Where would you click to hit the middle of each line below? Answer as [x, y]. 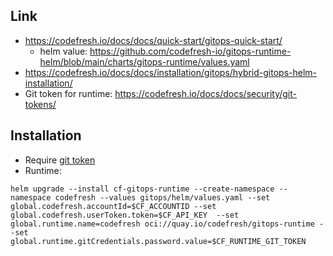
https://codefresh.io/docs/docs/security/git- [205, 93]
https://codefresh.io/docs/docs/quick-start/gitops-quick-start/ [153, 40]
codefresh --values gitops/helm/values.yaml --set [162, 197]
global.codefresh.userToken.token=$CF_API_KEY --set [125, 215]
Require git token [60, 160]
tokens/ [40, 104]
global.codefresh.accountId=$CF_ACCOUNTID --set [113, 206]
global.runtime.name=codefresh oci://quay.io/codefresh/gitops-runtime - [167, 224]
